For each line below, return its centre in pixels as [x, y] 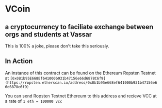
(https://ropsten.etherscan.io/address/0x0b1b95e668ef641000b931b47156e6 [81, 83]
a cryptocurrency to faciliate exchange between [79, 27]
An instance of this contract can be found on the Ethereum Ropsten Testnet [81, 73]
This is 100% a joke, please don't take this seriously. [57, 46]
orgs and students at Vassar [49, 34]
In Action [19, 61]
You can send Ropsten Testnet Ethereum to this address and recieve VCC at [81, 96]
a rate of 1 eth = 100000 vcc [33, 101]
